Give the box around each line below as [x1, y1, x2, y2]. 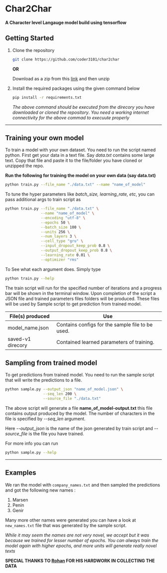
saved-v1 [7, 335, 31, 342]
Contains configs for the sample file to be [56, 321, 153, 328]
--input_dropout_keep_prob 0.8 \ [40, 243, 110, 249]
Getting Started [5, 34, 54, 42]
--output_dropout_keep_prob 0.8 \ [40, 248, 112, 253]
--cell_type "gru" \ [40, 239, 83, 244]
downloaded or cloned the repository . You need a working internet [12, 109, 149, 115]
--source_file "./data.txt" [43, 396, 101, 401]
